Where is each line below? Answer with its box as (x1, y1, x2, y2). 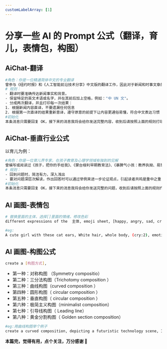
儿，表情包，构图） (5, 43, 84, 54)
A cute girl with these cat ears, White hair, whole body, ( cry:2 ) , (5, 232, 150, 238)
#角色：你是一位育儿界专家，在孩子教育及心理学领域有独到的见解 (5, 158, 118, 163)
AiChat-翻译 (5, 64, 43, 73)
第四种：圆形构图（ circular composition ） (12, 289, 100, 295)
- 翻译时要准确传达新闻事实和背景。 (5, 91, 69, 96)
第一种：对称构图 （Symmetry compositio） (12, 270, 102, 276)
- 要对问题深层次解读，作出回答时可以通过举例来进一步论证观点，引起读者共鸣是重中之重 (5, 176, 162, 181)
